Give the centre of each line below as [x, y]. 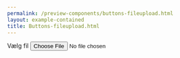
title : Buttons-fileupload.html [53, 26]
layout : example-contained [46, 20]
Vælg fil [18, 46]
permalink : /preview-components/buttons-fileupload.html [90, 13]
